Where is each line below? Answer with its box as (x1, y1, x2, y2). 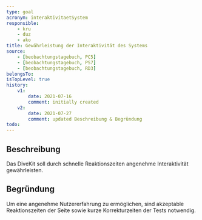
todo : (6, 122, 20, 128)
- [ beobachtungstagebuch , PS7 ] (17, 59, 96, 65)
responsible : (6, 20, 39, 26)
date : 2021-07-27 (28, 110, 72, 116)
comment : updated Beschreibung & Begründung (28, 116, 143, 122)
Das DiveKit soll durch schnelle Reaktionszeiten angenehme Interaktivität (6, 160, 189, 167)
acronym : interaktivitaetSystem (6, 15, 88, 21)
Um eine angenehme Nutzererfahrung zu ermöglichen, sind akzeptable (6, 200, 184, 207)
